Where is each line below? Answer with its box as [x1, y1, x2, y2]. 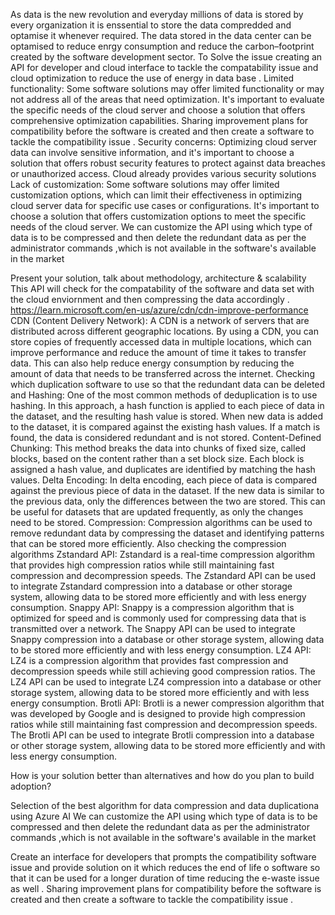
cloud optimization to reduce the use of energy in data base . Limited [10, 72, 295, 84]
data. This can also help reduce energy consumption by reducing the [10, 357, 295, 369]
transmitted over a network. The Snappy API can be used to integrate [10, 623, 296, 634]
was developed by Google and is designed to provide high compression [10, 708, 306, 719]
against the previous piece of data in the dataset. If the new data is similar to [10, 485, 325, 496]
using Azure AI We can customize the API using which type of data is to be [10, 810, 318, 822]
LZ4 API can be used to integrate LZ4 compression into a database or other [10, 676, 322, 688]
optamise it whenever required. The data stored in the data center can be [10, 30, 312, 41]
